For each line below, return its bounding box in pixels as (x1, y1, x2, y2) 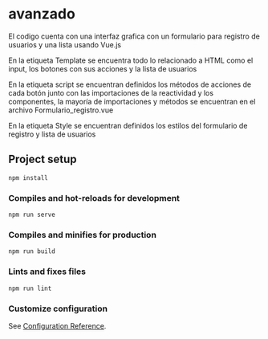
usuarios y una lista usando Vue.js (8, 39, 122, 49)
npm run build (8, 247, 56, 255)
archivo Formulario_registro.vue (8, 105, 114, 115)
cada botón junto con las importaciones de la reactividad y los (8, 88, 214, 97)
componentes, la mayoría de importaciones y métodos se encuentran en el (8, 96, 256, 106)
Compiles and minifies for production (8, 229, 156, 240)
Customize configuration (8, 303, 108, 314)
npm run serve (8, 210, 56, 219)
